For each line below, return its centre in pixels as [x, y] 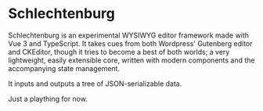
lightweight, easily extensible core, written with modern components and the [131, 60]
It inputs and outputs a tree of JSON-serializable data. [95, 84]
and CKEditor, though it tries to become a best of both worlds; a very [119, 52]
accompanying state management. [64, 68]
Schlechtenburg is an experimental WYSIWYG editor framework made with [128, 35]
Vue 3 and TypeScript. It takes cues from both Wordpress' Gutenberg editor [130, 43]
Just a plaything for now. [48, 98]
